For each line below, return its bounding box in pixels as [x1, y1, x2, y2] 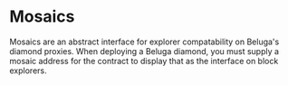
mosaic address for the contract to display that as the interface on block [9, 55, 279, 66]
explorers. [9, 65, 47, 76]
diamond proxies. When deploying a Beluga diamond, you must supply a [9, 45, 279, 56]
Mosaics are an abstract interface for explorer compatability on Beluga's [9, 36, 280, 47]
